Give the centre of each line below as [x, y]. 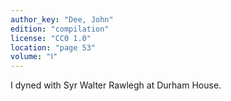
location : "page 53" [53, 47]
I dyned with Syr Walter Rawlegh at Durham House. [116, 85]
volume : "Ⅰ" [34, 57]
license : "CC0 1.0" [51, 38]
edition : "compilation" [60, 29]
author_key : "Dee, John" [62, 19]
